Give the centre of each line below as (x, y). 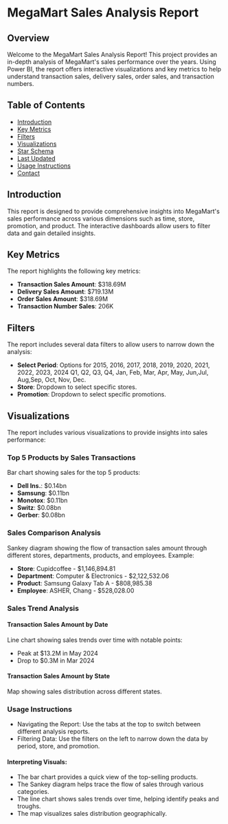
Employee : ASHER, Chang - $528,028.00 (76, 590)
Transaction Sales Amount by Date (58, 625)
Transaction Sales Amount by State (59, 676)
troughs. (29, 806)
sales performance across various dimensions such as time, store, (101, 219)
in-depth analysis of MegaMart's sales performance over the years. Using (112, 62)
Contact (28, 172)
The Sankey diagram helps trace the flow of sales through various (110, 784)
